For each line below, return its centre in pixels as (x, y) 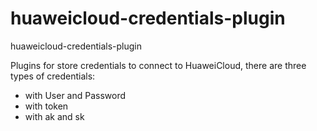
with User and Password (75, 95)
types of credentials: (53, 76)
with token (46, 106)
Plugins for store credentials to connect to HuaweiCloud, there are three (158, 65)
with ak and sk (54, 116)
